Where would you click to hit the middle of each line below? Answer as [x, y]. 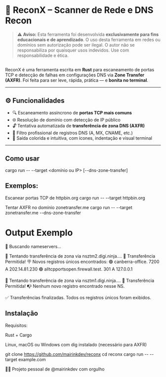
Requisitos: [17, 325]
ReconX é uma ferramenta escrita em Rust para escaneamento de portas [80, 70]
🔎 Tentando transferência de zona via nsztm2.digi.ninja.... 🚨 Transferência [80, 256]
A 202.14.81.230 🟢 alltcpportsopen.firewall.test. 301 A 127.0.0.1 [69, 269]
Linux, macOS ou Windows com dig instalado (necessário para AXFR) [76, 344]
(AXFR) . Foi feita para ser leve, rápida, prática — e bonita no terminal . [77, 80]
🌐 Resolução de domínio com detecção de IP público [66, 120]
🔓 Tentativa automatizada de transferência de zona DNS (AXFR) [78, 126]
